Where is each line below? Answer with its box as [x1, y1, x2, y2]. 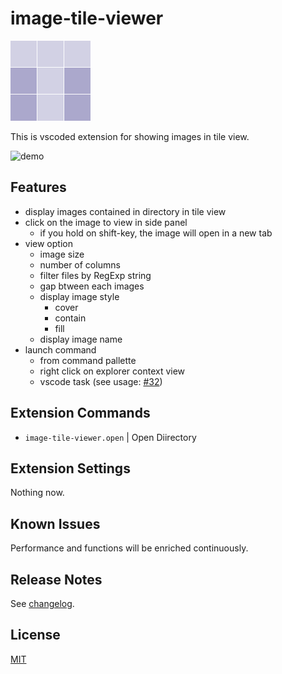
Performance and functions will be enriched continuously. [10, 542, 249, 554]
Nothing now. [10, 487, 65, 499]
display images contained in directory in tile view [24, 205, 227, 217]
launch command [24, 343, 97, 356]
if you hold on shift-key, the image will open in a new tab [39, 227, 273, 239]
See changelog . [10, 598, 75, 609]
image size [39, 248, 85, 260]
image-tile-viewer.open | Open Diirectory [24, 431, 197, 443]
